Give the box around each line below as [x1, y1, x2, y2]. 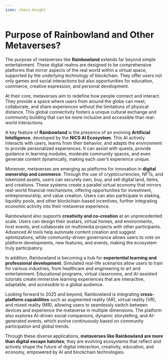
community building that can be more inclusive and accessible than [5, 114, 144, 120]
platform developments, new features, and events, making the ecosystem [5, 239, 157, 245]
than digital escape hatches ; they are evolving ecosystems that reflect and [5, 338, 161, 344]
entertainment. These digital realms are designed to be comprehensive [5, 61, 152, 68]
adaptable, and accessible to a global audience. [5, 281, 104, 287]
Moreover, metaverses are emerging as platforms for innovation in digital [5, 165, 156, 171]
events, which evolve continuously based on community [27, 318, 144, 324]
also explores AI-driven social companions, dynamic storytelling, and [5, 312, 148, 318]
